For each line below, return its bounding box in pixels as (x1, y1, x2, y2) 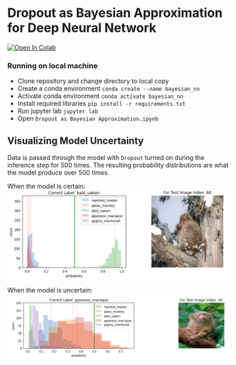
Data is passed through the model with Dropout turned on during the (7, 154, 205, 162)
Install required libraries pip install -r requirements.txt (17, 99, 186, 108)
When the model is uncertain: (7, 285, 93, 294)
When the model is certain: (7, 182, 86, 191)
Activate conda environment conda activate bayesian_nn (17, 92, 184, 100)
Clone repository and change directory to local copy (17, 77, 169, 85)
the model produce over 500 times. (7, 168, 110, 177)
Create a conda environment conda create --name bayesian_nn (17, 85, 200, 93)
